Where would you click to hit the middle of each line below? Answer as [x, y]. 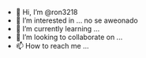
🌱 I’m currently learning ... [58, 29]
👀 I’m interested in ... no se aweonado [77, 20]
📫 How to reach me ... [52, 46]
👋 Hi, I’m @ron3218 [47, 12]
